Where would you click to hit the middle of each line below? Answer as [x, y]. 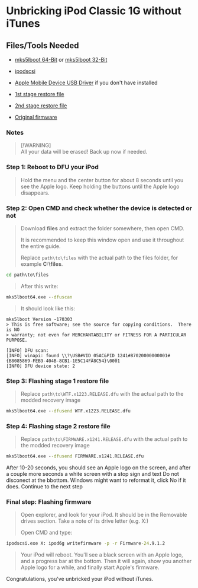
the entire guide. [40, 246]
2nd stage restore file [41, 106]
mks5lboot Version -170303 [39, 319]
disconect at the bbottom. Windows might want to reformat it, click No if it [96, 480]
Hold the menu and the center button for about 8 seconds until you [102, 180]
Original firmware [36, 117]
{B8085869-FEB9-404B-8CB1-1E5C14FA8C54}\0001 [63, 361]
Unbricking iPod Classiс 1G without [94, 11]
